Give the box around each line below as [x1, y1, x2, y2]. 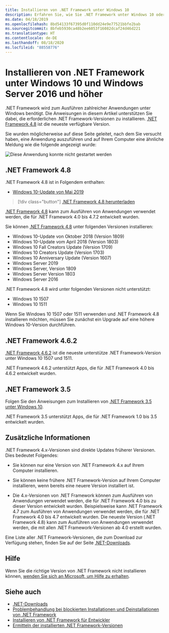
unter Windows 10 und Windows [5, 77, 143, 89]
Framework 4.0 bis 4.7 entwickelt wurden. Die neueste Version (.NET [12, 513, 156, 520]
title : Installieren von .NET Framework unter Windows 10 [5, 7, 129, 13]
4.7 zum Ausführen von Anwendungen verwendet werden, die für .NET [12, 508, 160, 514]
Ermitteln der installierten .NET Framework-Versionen [12, 622, 123, 628]
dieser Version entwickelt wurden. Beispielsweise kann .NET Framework [12, 503, 162, 509]
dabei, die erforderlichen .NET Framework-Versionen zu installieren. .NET [5, 116, 157, 122]
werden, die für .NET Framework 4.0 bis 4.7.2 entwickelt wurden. [5, 214, 140, 220]
